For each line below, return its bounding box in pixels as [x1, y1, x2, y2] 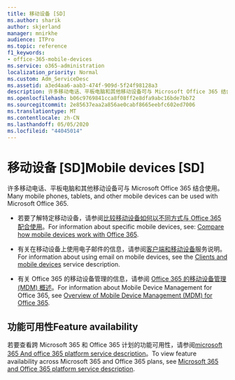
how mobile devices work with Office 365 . [17, 230, 139, 239]
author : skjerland [7, 23, 61, 30]
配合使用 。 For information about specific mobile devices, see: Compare [17, 223, 225, 231]
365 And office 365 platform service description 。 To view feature [7, 349, 197, 358]
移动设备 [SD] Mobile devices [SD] [7, 160, 205, 176]
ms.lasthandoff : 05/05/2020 [7, 120, 90, 128]
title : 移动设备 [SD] [7, 10, 66, 17]
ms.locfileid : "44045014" [7, 127, 83, 134]
